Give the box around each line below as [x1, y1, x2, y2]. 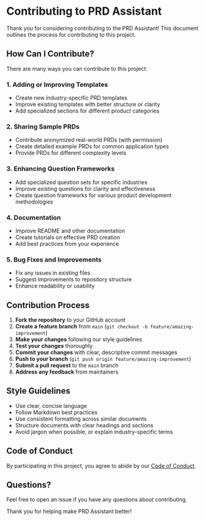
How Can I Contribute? [6, 49, 95, 59]
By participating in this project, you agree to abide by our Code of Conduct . [6, 462, 196, 469]
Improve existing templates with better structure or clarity [15, 101, 160, 108]
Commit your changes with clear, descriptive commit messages [15, 349, 177, 356]
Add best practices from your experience [15, 240, 119, 247]
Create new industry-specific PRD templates [15, 94, 127, 102]
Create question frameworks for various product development [15, 191, 172, 199]
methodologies [15, 198, 53, 205]
